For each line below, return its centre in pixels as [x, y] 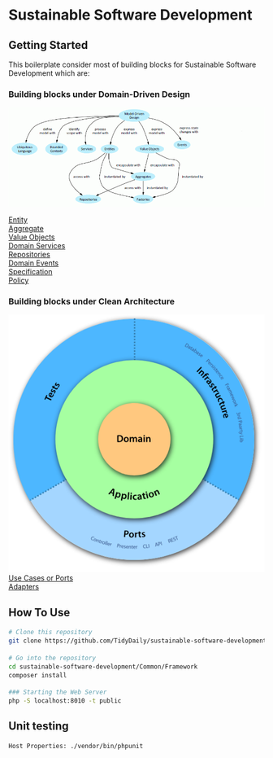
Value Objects [32, 237]
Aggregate [26, 229]
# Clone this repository [50, 633]
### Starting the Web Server [58, 692]
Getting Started [48, 45]
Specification [30, 272]
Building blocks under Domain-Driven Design [100, 94]
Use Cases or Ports [41, 578]
